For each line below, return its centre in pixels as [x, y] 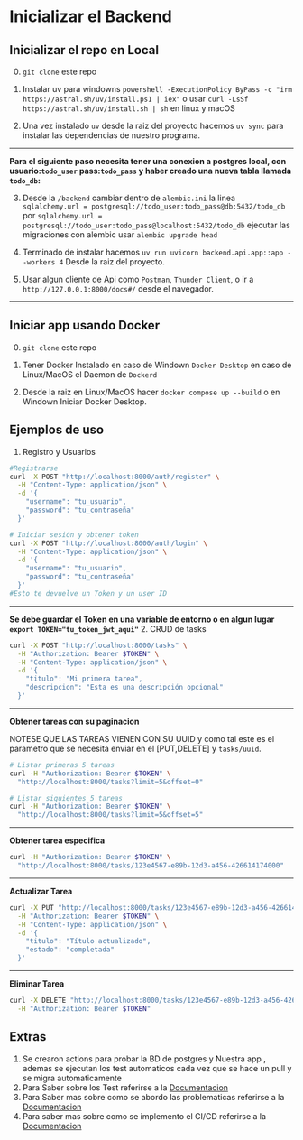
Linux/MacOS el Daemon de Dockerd [90, 374]
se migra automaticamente [72, 1078]
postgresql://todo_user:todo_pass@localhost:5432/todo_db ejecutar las [156, 225]
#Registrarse [34, 468]
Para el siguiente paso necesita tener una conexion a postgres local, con [148, 161]
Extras [28, 1037]
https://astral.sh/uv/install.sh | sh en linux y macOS [129, 108]
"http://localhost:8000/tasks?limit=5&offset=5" [110, 815]
